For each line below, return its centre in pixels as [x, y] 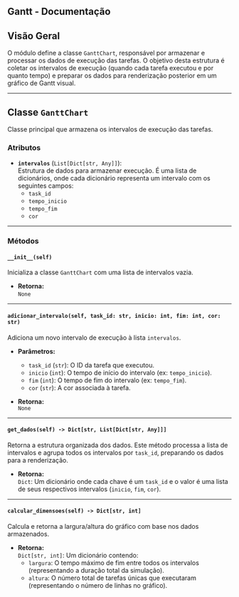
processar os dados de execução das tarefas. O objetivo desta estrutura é [116, 60]
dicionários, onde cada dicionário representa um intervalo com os [114, 178]
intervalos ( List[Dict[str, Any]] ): [70, 163]
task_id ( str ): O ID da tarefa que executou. [91, 365]
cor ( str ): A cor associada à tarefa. [79, 387]
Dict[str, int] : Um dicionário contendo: [78, 555]
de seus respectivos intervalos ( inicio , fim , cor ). [89, 489]
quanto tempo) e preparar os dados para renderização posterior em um [112, 76]
